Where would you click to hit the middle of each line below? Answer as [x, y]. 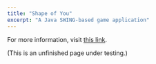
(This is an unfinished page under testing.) [67, 53]
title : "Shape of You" [40, 13]
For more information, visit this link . [57, 39]
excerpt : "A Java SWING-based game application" [78, 20]
